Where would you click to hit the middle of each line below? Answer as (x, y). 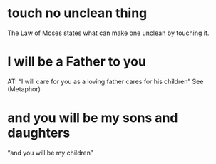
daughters (39, 133)
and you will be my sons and (93, 118)
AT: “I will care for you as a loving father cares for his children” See (106, 81)
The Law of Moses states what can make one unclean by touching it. (108, 33)
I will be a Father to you (77, 62)
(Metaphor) (24, 89)
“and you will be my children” (51, 153)
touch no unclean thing (77, 13)
